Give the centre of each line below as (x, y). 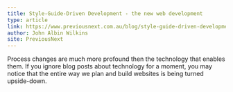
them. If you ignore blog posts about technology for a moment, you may (110, 66)
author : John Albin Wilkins (48, 33)
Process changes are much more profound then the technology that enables (116, 59)
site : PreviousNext (35, 39)
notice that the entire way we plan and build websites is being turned (106, 74)
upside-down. (27, 81)
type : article (28, 20)
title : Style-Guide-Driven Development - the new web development (105, 13)
